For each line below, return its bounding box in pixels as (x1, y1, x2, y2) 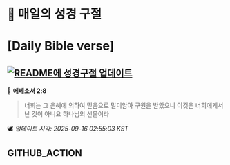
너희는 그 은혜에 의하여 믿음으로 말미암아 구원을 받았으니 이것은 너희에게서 (23, 101, 224, 110)
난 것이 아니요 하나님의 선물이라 (23, 110, 109, 118)
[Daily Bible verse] (7, 38, 115, 54)
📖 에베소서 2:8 (7, 87, 47, 95)
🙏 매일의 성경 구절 (7, 6, 102, 22)
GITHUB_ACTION (7, 147, 83, 159)
